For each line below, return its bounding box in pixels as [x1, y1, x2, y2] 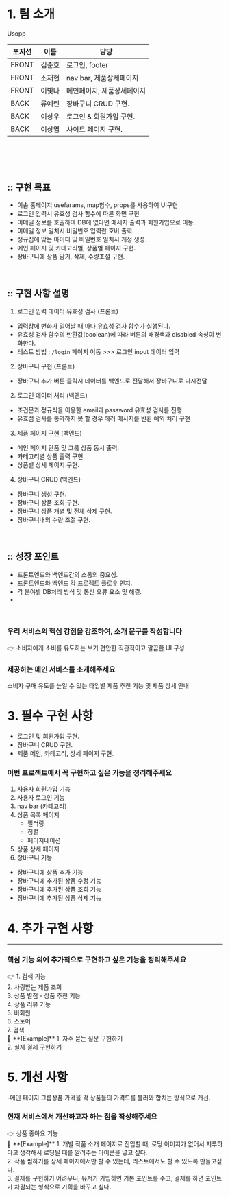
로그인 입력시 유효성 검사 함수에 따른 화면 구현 [16, 209, 140, 217]
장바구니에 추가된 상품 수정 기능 [16, 877, 101, 885]
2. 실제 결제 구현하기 [7, 1043, 62, 1051]
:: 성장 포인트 [7, 551, 60, 562]
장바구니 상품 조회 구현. [16, 498, 80, 506]
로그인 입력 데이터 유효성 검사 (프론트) [16, 307, 118, 316]
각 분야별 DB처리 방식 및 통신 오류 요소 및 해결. [16, 587, 142, 595]
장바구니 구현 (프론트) [16, 362, 75, 370]
